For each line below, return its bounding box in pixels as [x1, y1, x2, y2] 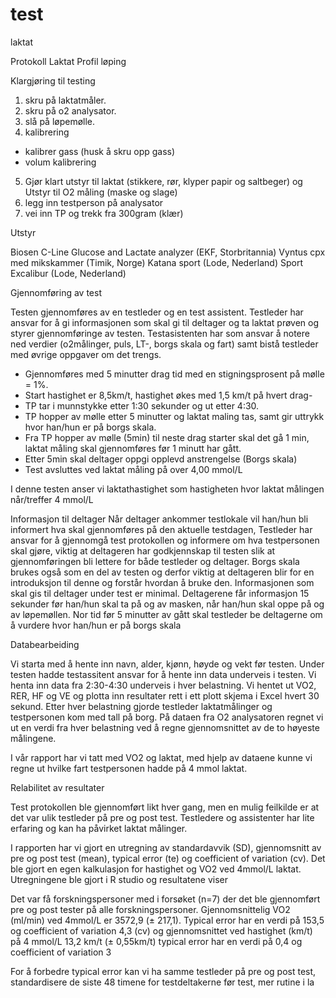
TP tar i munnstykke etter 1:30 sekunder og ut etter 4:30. [24, 399, 260, 412]
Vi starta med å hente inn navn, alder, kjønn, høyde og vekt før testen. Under [10, 658, 325, 670]
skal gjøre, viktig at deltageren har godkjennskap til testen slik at [10, 544, 276, 557]
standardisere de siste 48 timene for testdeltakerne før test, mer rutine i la [10, 976, 315, 988]
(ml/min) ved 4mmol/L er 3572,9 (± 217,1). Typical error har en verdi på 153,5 [10, 914, 325, 926]
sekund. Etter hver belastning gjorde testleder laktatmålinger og [10, 700, 273, 712]
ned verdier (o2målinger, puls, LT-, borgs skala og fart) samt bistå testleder [10, 338, 319, 350]
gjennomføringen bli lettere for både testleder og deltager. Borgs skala [10, 555, 300, 567]
